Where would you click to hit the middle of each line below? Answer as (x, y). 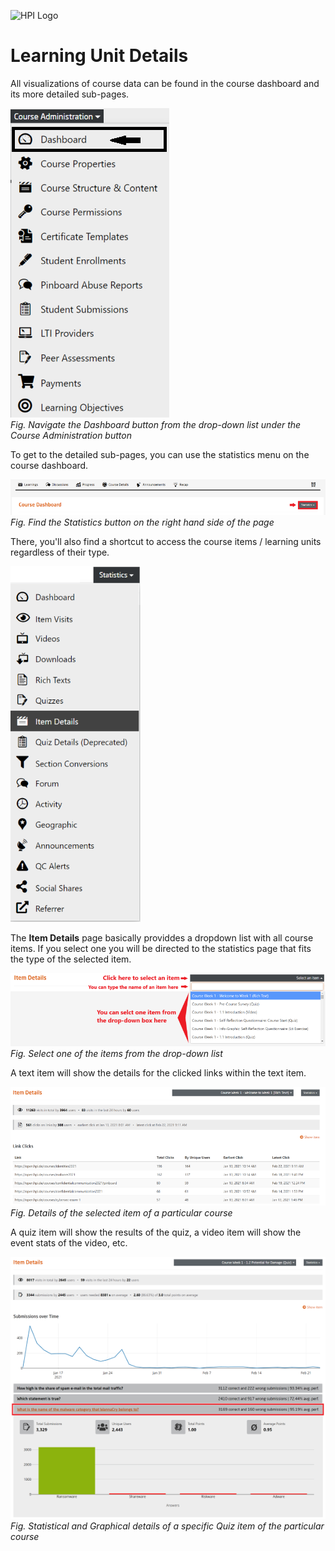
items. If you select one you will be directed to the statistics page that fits (161, 949)
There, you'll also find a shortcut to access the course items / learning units (166, 542)
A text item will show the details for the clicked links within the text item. (158, 1073)
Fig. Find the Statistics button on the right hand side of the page (142, 522)
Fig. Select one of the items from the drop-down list (116, 1054)
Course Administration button (71, 435)
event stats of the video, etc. (69, 1243)
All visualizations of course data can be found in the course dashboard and (165, 83)
